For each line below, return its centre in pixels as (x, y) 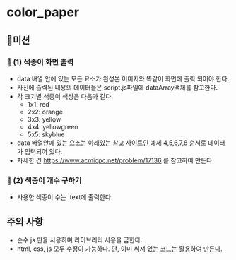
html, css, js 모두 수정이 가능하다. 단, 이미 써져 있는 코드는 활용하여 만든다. (120, 249)
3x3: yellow (44, 119)
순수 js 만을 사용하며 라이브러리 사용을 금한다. (79, 240)
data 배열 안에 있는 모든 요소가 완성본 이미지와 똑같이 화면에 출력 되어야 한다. (123, 78)
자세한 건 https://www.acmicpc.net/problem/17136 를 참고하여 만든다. (116, 160)
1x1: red (39, 104)
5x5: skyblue (46, 134)
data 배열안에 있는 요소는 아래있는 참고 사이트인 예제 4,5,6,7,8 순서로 (111, 143)
